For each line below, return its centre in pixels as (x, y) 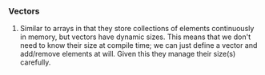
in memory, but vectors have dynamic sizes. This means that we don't (135, 37)
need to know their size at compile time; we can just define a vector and (139, 45)
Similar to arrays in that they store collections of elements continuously (137, 29)
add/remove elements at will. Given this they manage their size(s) (128, 54)
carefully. (35, 62)
